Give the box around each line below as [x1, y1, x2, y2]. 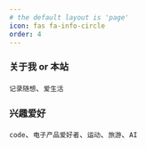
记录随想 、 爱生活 [9, 82, 64, 94]
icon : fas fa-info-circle [9, 21, 105, 30]
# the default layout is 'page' [9, 12, 129, 22]
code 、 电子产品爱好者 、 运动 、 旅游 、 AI [9, 128, 138, 139]
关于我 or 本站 [9, 61, 69, 73]
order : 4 [9, 29, 42, 38]
